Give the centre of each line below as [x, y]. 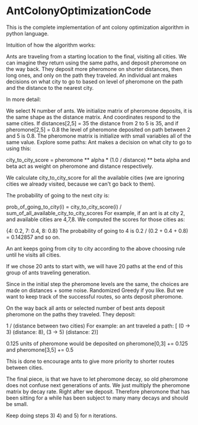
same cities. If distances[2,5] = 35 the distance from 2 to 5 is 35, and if [92, 123]
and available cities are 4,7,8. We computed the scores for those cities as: [95, 219]
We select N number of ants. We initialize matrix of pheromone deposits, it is [99, 111]
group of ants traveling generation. [48, 272]
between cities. [25, 367]
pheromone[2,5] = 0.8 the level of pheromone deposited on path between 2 [98, 129]
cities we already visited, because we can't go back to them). [81, 184]
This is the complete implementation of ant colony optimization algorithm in [98, 27]
